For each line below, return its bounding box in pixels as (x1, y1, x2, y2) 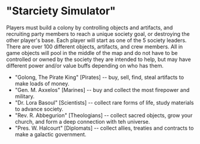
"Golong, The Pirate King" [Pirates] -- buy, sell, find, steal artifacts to (14, 73, 184, 81)
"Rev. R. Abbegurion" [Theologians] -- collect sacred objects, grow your (14, 112, 193, 119)
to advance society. (14, 105, 64, 112)
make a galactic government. (14, 130, 87, 138)
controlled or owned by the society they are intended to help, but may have (6, 56, 191, 63)
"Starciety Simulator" (6, 4, 116, 18)
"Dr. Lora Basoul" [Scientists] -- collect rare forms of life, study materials (14, 99, 194, 106)
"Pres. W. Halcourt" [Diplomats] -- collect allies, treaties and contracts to (14, 124, 194, 131)
